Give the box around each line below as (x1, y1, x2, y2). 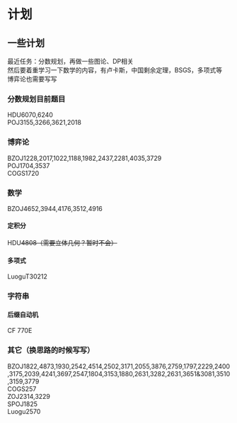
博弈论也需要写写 (7, 75, 57, 83)
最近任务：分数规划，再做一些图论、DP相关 (7, 57, 134, 65)
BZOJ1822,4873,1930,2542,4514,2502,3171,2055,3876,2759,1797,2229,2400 (7, 362, 231, 371)
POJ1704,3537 (7, 161, 50, 170)
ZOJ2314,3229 (7, 392, 51, 400)
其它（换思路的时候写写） (7, 345, 95, 355)
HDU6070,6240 (7, 111, 53, 119)
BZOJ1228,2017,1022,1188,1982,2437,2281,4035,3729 (7, 154, 162, 162)
